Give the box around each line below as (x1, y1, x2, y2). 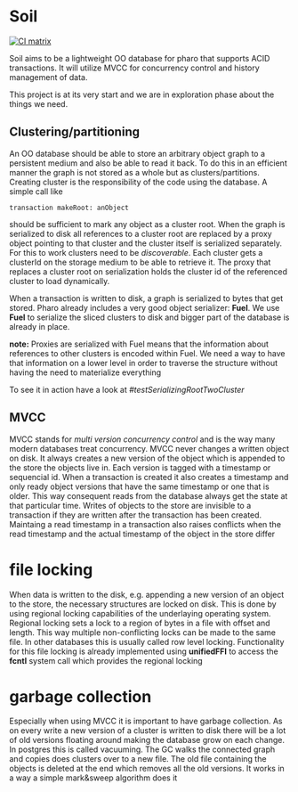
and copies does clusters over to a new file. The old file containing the (9, 754, 267, 764)
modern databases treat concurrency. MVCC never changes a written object (9, 443, 290, 453)
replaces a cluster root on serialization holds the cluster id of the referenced (9, 265, 287, 277)
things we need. (9, 98, 68, 109)
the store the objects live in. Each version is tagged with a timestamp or (9, 461, 271, 473)
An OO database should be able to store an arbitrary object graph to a (9, 148, 265, 159)
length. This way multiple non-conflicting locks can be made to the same (9, 626, 277, 638)
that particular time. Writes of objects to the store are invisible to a (9, 500, 252, 510)
